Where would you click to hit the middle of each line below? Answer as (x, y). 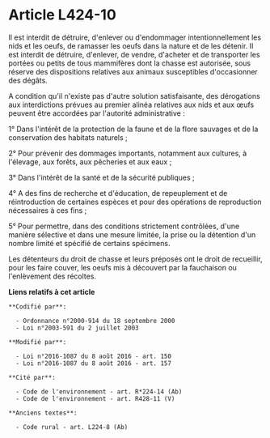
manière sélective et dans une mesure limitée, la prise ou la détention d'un (132, 234)
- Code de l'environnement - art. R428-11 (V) (95, 398)
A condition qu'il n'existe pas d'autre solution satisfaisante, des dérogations (134, 96)
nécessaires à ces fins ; (48, 210)
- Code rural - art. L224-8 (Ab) (72, 427)
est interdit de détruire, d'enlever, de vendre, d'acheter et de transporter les (134, 54)
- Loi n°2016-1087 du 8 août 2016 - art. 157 (94, 363)
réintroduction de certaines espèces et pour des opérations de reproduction (135, 202)
